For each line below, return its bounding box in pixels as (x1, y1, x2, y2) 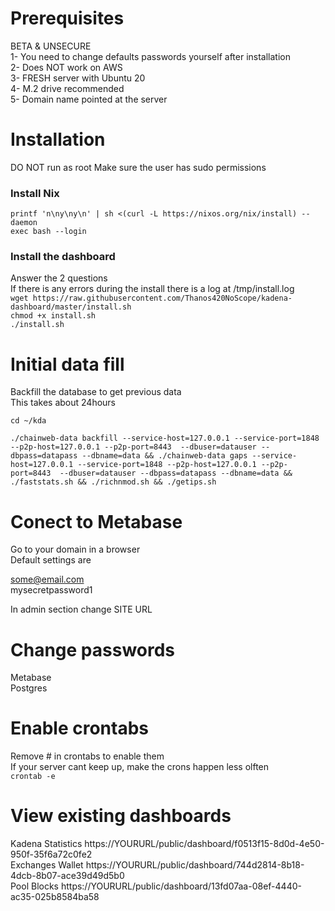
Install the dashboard (10, 250, 116, 264)
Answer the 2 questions (10, 272, 108, 284)
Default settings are (10, 554, 92, 566)
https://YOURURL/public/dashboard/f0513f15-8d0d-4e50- (84, 838, 325, 850)
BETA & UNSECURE (10, 40, 92, 52)
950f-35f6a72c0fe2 (10, 848, 93, 861)
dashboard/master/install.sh (10, 302, 132, 312)
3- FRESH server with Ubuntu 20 (10, 72, 146, 84)
